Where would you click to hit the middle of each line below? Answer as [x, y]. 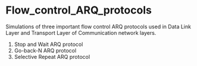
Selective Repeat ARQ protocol [52, 57]
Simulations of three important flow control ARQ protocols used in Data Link [98, 27]
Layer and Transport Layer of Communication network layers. [81, 32]
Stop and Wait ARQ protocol [49, 44]
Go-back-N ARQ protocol [45, 50]
